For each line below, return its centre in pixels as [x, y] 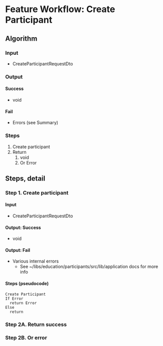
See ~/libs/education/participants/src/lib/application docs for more [89, 267]
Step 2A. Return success [36, 324]
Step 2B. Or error [26, 338]
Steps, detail [25, 178]
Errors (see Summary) [35, 123]
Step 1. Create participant [37, 193]
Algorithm [21, 38]
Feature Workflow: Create [60, 9]
